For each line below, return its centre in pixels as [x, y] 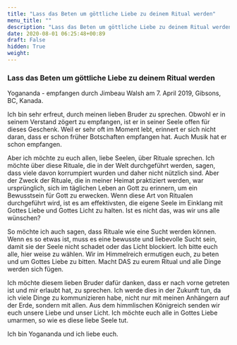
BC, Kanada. [25, 101]
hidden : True [26, 47]
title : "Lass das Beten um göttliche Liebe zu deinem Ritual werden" [112, 14]
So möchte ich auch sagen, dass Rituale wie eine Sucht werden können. [112, 232]
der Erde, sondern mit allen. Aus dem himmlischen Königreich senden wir [114, 305]
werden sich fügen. [35, 270]
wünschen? [24, 218]
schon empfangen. [35, 145]
